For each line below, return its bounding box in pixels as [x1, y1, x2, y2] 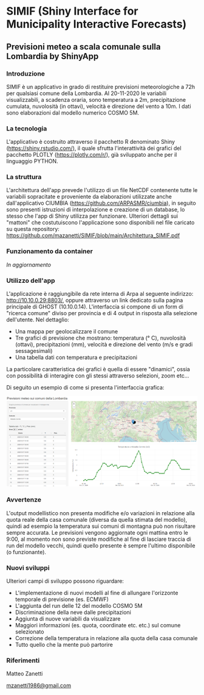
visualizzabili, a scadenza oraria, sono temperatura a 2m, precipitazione [6, 96, 186, 103]
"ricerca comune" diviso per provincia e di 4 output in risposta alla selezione [6, 310, 197, 317]
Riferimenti [6, 657, 40, 665]
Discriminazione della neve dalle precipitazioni [15, 608, 132, 616]
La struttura [6, 173, 42, 181]
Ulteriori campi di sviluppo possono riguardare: [6, 577, 124, 585]
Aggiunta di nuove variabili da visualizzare [15, 615, 121, 622]
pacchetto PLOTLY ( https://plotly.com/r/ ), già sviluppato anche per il [6, 151, 177, 159]
